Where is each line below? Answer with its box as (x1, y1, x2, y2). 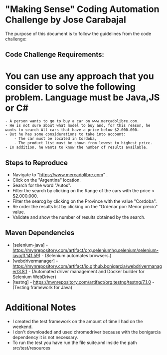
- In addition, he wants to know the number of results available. (5, 145, 149, 150)
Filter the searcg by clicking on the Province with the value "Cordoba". (12, 198, 157, 204)
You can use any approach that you (5, 70, 155, 82)
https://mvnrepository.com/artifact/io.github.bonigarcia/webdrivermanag (12, 263, 162, 269)
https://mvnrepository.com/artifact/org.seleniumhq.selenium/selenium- (12, 247, 159, 253)
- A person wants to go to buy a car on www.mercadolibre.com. (5, 119, 140, 124)
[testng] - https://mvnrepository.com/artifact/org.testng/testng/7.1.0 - (12, 279, 155, 285)
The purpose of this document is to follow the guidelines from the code (5, 30, 152, 36)
